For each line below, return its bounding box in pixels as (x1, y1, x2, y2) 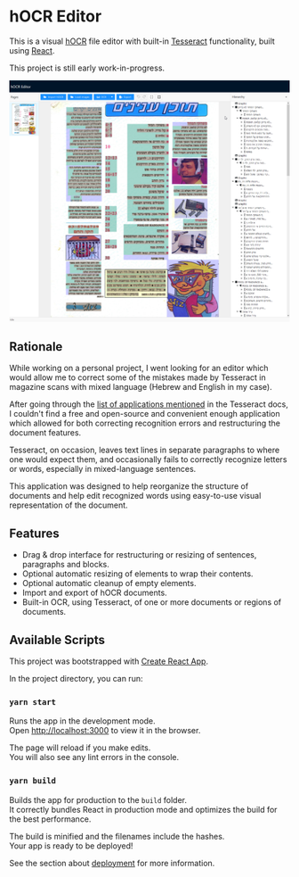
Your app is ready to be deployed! (9, 840, 133, 851)
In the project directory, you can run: (9, 674, 143, 683)
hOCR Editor (9, 6, 102, 27)
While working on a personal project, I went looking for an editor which (9, 363, 269, 374)
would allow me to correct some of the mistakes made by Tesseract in (9, 372, 266, 383)
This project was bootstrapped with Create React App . (9, 656, 209, 666)
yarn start (9, 697, 56, 707)
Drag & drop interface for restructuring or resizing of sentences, (21, 550, 257, 560)
